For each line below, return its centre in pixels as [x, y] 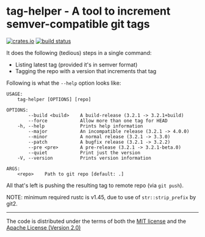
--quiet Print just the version [84, 153]
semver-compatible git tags [78, 24]
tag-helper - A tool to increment [88, 11]
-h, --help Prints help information [80, 126]
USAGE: [15, 94]
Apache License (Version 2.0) [44, 227]
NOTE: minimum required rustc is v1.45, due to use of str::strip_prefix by [101, 197]
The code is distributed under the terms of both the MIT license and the [96, 221]
